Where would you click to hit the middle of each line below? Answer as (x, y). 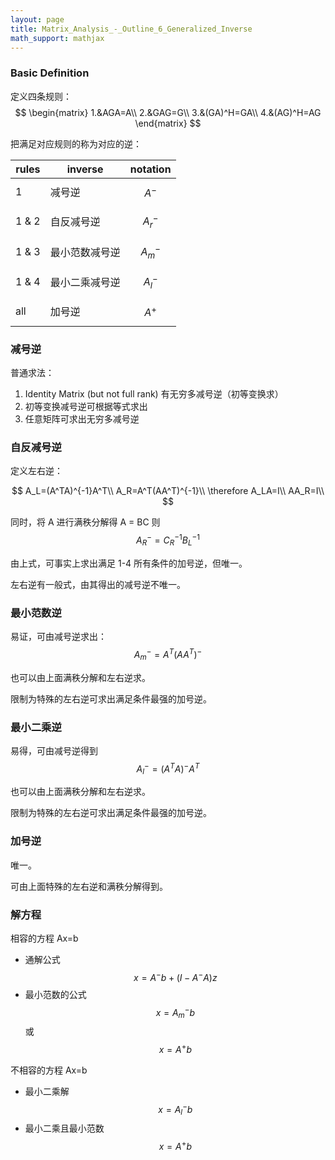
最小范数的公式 (55, 994)
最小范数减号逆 (85, 252)
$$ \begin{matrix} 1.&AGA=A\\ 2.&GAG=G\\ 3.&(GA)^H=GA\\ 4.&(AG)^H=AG (168, 112)
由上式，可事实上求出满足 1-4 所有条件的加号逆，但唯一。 (129, 563)
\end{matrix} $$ (168, 123)
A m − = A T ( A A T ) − (168, 655)
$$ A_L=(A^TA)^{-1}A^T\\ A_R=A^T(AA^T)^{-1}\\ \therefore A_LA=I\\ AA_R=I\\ (168, 491)
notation (150, 169)
